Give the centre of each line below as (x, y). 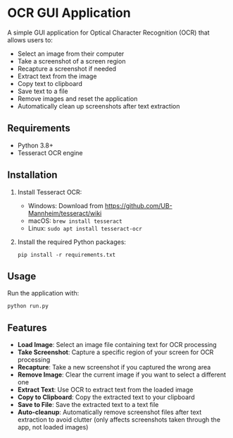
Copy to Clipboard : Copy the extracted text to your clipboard (106, 397)
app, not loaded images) (53, 427)
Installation (32, 175)
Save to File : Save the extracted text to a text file (88, 405)
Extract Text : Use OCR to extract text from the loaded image (105, 390)
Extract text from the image (57, 76)
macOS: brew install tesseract (75, 221)
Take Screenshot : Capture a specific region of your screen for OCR (115, 352)
